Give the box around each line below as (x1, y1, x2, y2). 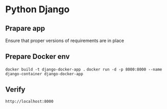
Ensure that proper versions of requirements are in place (5, 37, 124, 43)
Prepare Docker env (5, 52, 70, 61)
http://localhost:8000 (5, 99, 54, 104)
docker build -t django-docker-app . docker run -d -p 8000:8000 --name (5, 67, 162, 72)
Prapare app (5, 24, 45, 33)
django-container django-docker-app (5, 71, 83, 76)
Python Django (5, 4, 70, 15)
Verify (5, 85, 26, 94)
